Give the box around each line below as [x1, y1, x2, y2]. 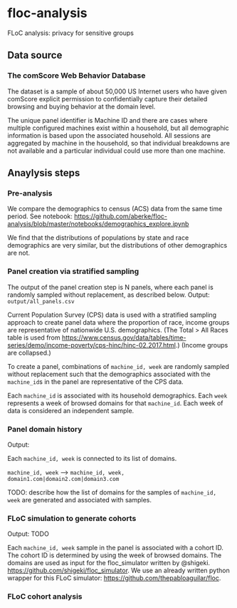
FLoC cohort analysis [7, 592, 83, 602]
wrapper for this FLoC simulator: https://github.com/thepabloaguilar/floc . [7, 574, 221, 582]
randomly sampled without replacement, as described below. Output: [7, 290, 210, 299]
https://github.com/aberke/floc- [74, 212, 168, 221]
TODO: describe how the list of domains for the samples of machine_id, [7, 487, 217, 497]
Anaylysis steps [7, 167, 80, 179]
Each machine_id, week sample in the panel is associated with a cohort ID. [7, 544, 224, 552]
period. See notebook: [7, 212, 73, 221]
